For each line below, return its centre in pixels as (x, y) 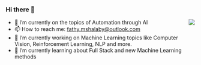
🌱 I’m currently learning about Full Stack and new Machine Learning (98, 51)
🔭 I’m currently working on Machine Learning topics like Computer (96, 38)
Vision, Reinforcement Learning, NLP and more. (73, 44)
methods (25, 57)
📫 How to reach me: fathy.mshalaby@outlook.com (77, 29)
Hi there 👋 (20, 10)
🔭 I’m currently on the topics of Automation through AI (81, 23)
